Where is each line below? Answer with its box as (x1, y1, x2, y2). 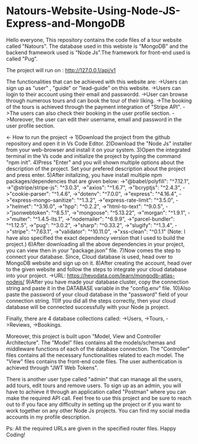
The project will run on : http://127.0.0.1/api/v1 (6, 66, 116, 73)
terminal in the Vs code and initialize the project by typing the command (6, 152, 181, 159)
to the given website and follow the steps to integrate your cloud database (6, 265, 187, 273)
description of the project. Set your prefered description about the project (6, 165, 186, 172)
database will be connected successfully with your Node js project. (6, 303, 170, 310)
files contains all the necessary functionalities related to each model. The (6, 351, 184, 359)
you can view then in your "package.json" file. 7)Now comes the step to (6, 247, 181, 254)
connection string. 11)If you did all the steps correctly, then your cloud (6, 297, 176, 304)
